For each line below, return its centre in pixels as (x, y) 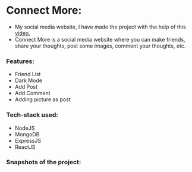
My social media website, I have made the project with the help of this (100, 27)
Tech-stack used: (32, 115)
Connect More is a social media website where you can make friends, (100, 39)
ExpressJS (28, 140)
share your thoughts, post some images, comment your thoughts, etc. (100, 46)
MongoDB (27, 134)
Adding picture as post (43, 99)
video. (23, 33)
